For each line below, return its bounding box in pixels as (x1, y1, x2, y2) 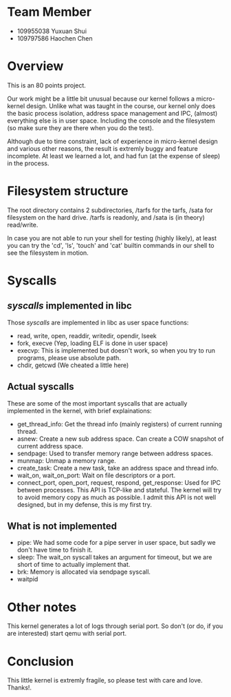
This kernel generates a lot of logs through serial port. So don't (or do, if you (7, 622, 223, 630)
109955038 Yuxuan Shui (16, 27, 87, 35)
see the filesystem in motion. (7, 249, 89, 257)
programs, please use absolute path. (16, 353, 122, 362)
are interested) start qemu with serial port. (7, 630, 127, 638)
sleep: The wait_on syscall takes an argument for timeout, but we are (16, 553, 212, 561)
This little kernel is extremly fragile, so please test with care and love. (7, 676, 203, 685)
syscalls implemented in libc (7, 300, 132, 312)
